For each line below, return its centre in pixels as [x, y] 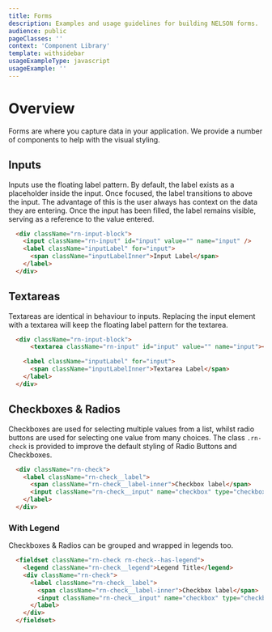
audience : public [38, 31]
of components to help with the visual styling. [84, 139]
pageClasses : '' [36, 38]
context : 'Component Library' [59, 46]
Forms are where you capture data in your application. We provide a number [136, 131]
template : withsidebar [47, 53]
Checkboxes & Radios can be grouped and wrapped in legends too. [121, 545]
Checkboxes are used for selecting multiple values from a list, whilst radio [132, 429]
